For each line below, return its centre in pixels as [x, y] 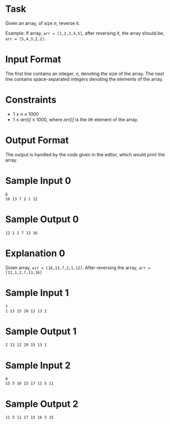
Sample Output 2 [42, 404]
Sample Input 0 [38, 181]
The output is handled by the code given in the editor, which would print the [85, 154]
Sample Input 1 [37, 293]
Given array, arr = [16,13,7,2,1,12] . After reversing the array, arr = [78, 267]
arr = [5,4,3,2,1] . [26, 39]
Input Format [33, 59]
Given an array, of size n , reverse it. [43, 23]
